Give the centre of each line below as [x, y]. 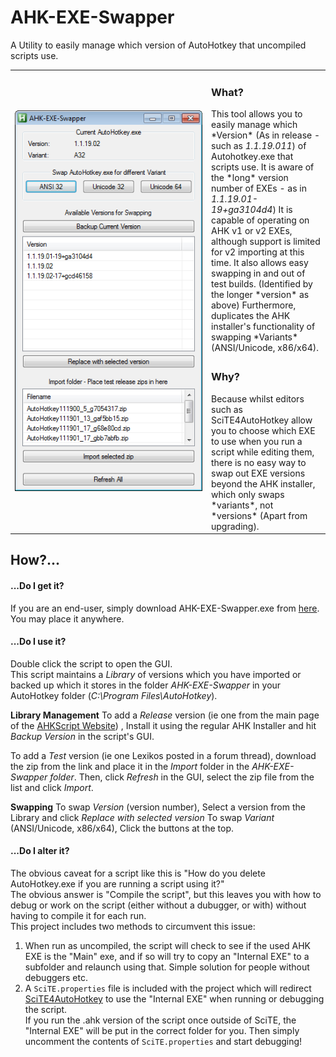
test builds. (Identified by [262, 283]
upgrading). [235, 526]
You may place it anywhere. [67, 618]
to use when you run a [257, 441]
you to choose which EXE [263, 430]
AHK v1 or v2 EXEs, [252, 230]
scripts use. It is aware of [263, 167]
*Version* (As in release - [266, 135]
